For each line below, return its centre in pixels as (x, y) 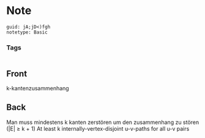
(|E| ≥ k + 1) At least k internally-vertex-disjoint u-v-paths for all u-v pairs (98, 128)
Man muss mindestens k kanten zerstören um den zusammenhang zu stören (103, 122)
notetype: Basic (27, 32)
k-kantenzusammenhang (38, 89)
